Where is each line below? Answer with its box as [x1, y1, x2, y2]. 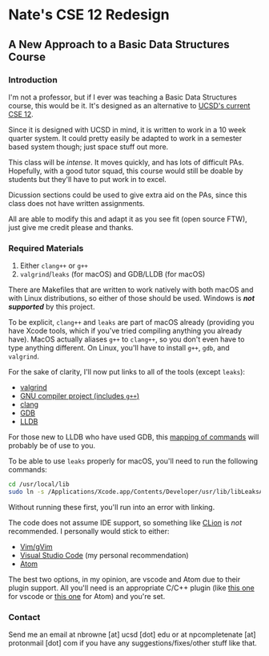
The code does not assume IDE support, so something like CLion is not [8, 517, 243, 527]
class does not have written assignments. [8, 198, 146, 208]
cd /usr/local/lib [8, 480, 70, 488]
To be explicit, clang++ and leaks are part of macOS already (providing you [8, 318, 255, 327]
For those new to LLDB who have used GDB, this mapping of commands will [8, 432, 259, 442]
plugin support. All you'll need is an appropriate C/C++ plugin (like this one [8, 583, 255, 593]
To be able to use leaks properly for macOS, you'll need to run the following [8, 456, 259, 466]
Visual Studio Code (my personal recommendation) [19, 550, 190, 560]
